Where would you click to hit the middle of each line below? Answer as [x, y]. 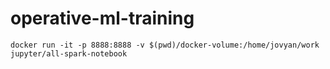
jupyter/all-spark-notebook [69, 53]
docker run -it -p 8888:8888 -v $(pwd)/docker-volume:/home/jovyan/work [165, 45]
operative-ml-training [102, 18]
